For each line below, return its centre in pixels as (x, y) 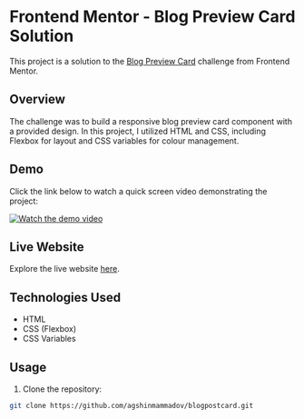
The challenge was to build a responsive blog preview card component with (151, 121)
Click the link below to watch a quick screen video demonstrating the (138, 191)
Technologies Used (65, 297)
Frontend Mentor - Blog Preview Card (152, 17)
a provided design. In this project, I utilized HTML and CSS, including (137, 131)
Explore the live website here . (64, 269)
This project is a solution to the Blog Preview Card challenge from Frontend (150, 61)
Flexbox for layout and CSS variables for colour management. (124, 140)
